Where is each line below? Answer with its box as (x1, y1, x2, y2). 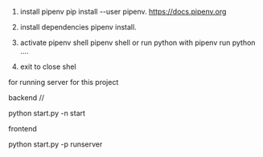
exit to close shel (19, 62, 76, 71)
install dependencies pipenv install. (19, 22, 137, 31)
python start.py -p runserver (8, 139, 103, 149)
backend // (8, 93, 44, 103)
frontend (8, 124, 38, 133)
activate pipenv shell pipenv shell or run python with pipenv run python (19, 38, 256, 47)
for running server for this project (8, 78, 119, 87)
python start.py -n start (8, 108, 86, 118)
